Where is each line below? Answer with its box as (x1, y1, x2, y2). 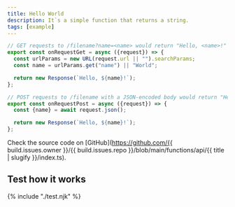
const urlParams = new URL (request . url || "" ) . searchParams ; (13, 55, 196, 63)
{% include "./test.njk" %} (7, 192, 82, 200)
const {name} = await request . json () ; (13, 106, 127, 114)
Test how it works (7, 173, 86, 185)
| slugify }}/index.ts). (7, 153, 66, 162)
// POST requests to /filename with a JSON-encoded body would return (7, 94, 218, 101)
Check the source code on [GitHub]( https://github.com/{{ (7, 138, 173, 147)
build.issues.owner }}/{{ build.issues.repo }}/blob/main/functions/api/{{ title (7, 146, 225, 154)
